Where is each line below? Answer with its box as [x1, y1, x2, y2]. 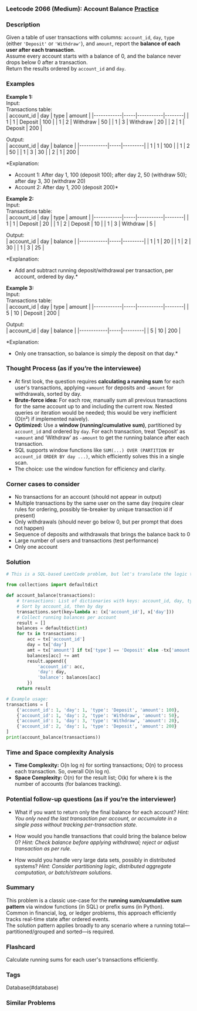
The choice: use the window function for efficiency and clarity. [14, 465, 166, 472]
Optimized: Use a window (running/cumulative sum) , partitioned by [14, 421, 182, 428]
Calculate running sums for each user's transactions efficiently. [6, 956, 159, 963]
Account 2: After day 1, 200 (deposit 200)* [14, 183, 118, 191]
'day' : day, [37, 669, 67, 675]
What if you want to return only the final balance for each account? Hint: [14, 808, 189, 816]
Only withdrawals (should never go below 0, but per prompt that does [14, 518, 183, 525]
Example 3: [6, 284, 34, 291]
